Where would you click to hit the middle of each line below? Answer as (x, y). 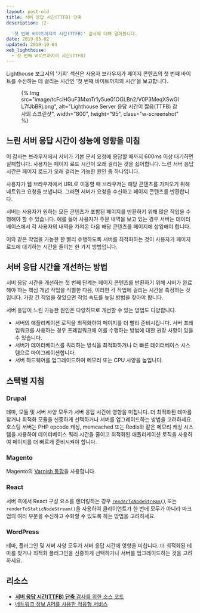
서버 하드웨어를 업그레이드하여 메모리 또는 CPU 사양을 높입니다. (89, 360)
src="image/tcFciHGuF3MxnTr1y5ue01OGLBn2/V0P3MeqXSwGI (100, 99)
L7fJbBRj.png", (39, 106)
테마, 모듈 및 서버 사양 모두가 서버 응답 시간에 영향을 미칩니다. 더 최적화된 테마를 (99, 412)
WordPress (23, 532)
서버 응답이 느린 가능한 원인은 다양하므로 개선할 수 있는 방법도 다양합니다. (91, 310)
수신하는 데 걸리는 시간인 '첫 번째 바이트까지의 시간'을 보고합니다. (93, 81)
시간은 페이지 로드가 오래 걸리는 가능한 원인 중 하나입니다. (73, 171)
